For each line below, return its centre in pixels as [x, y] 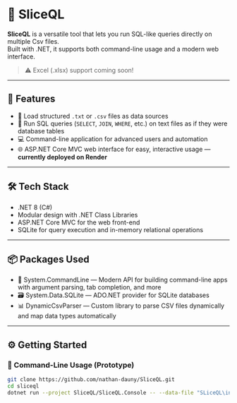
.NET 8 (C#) [35, 207]
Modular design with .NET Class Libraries [78, 215]
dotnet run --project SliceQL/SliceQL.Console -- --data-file [101, 392]
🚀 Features [31, 99]
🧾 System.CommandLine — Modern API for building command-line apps [122, 280]
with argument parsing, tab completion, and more [89, 287]
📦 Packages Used [48, 259]
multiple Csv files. [34, 41]
